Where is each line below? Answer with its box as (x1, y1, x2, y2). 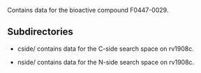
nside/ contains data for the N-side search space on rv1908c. (17, 58, 195, 66)
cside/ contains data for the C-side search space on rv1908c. (17, 44, 194, 53)
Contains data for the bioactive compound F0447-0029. (7, 6, 169, 14)
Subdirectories (7, 26, 73, 38)
